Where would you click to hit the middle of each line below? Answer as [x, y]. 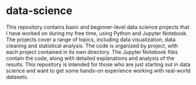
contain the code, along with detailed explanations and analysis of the [90, 58]
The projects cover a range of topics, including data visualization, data [91, 39]
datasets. [17, 77]
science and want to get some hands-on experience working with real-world [98, 70]
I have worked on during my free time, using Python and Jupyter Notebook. [97, 33]
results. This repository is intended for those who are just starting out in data [98, 64]
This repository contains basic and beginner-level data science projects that [98, 27]
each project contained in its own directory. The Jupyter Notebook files [92, 52]
